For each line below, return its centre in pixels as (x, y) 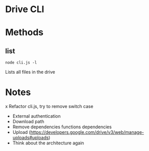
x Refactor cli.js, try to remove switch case (49, 107)
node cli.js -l (21, 63)
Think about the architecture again (48, 143)
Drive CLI (25, 9)
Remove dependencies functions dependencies (62, 127)
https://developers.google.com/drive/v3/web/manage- (87, 132)
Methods (24, 33)
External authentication (36, 116)
